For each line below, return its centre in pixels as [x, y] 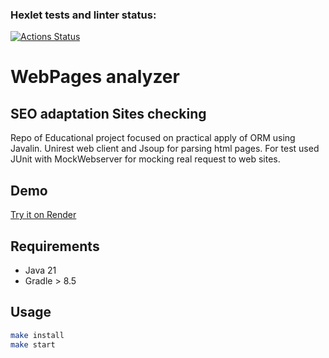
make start [33, 344]
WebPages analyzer [95, 77]
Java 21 [40, 270]
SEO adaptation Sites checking [108, 113]
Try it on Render [43, 215]
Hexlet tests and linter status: [83, 15]
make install [37, 335]
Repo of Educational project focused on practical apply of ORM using [153, 138]
